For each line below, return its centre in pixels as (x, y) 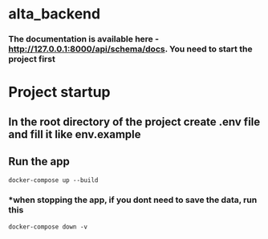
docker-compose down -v (48, 227)
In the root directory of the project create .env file (134, 122)
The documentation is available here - (83, 39)
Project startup (59, 92)
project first (32, 59)
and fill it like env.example (75, 134)
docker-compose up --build (53, 180)
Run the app (39, 162)
